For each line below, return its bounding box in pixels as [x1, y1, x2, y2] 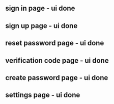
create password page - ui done [5, 73, 108, 82]
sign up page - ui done [5, 21, 78, 30]
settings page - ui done [5, 91, 80, 99]
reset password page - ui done [5, 39, 104, 47]
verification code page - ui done [5, 56, 109, 65]
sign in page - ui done [5, 4, 75, 13]
